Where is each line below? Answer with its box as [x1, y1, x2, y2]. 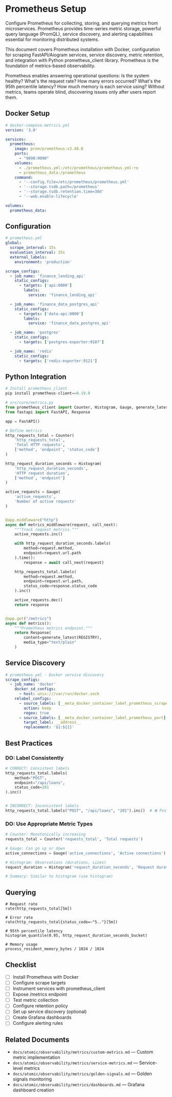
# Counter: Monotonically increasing [5, 832, 86, 837]
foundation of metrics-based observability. [5, 62, 96, 69]
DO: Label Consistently [5, 754, 64, 761]
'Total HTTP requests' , [14, 442, 66, 448]
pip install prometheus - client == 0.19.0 [5, 391, 91, 396]
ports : [14, 151, 29, 156]
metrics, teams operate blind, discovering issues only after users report [5, 89, 156, 95]
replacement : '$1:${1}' [24, 725, 74, 730]
